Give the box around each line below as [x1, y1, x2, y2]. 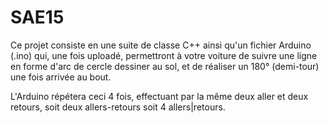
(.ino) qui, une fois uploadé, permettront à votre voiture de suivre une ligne [10, 49, 318, 61]
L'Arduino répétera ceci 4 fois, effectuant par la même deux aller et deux [10, 90, 309, 102]
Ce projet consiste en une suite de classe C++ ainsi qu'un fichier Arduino [10, 39, 312, 51]
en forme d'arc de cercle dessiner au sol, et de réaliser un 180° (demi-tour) [10, 60, 320, 72]
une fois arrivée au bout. [10, 71, 112, 83]
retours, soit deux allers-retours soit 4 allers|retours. [10, 101, 226, 113]
